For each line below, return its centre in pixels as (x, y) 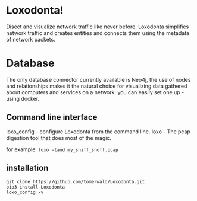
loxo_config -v (25, 192)
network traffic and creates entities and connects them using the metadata (98, 33)
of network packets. (31, 39)
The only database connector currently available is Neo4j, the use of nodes (98, 79)
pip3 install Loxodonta (36, 187)
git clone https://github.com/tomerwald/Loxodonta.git (76, 181)
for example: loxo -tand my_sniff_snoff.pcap (62, 149)
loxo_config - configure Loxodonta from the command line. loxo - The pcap (98, 132)
